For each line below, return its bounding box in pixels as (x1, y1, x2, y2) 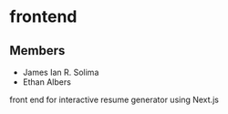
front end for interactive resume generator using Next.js (9, 94, 219, 105)
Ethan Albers (22, 77, 71, 88)
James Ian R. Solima (22, 67, 99, 78)
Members (9, 43, 66, 58)
